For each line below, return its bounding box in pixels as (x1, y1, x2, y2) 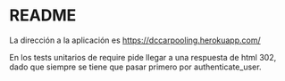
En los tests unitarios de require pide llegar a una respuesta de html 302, (9, 52, 277, 62)
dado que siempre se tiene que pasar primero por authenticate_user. (9, 61, 262, 72)
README (9, 5, 77, 26)
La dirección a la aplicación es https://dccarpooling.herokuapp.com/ (9, 35, 261, 45)
